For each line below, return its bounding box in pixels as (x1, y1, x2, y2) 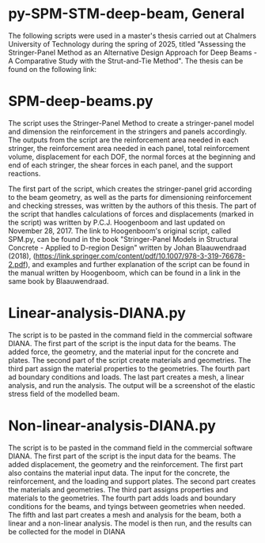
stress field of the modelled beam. (8, 389, 120, 398)
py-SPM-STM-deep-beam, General (8, 5, 245, 23)
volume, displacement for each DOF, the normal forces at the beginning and (8, 152, 256, 161)
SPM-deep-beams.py (8, 92, 153, 111)
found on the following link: (8, 64, 97, 74)
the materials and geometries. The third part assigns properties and (8, 485, 229, 494)
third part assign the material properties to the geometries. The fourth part (8, 364, 251, 373)
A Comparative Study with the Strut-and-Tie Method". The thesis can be (8, 56, 244, 66)
